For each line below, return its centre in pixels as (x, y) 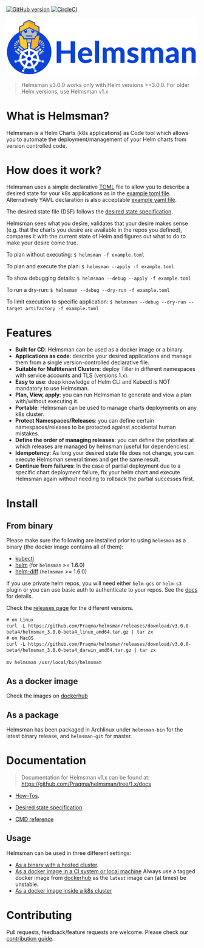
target (15, 309)
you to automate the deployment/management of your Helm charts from (97, 139)
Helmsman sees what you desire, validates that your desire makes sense (97, 223)
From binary (30, 526)
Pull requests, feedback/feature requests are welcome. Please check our (97, 932)
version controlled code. (37, 145)
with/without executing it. (47, 401)
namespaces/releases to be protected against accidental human (95, 427)
